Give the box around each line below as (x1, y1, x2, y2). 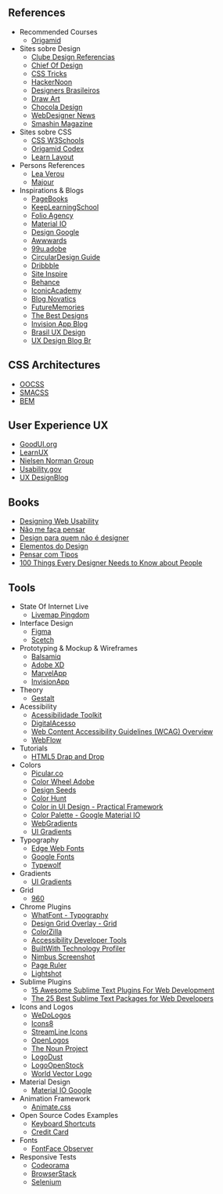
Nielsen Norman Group (19, 456, 94, 466)
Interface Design (19, 619, 74, 628)
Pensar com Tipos (19, 550, 78, 560)
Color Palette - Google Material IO (31, 810, 141, 820)
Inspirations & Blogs (19, 185, 85, 195)
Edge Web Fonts (31, 844, 85, 853)
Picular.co (31, 769, 64, 778)
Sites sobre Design (19, 43, 81, 53)
